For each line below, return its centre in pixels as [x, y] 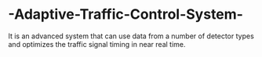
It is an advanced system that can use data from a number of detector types [131, 36]
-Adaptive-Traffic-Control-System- [126, 14]
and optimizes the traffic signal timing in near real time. [97, 44]
